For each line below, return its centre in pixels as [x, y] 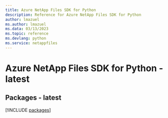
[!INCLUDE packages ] [28, 110]
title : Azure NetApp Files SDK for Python [51, 10]
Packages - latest [33, 98]
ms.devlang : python [26, 39]
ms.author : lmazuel [26, 24]
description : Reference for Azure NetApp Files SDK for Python [73, 15]
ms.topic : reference [27, 34]
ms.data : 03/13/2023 [27, 29]
